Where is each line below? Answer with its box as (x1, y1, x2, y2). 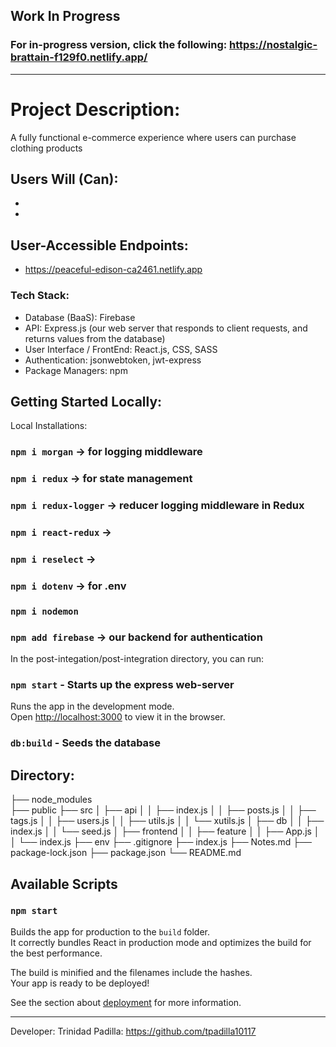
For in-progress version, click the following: (10, 38, 228, 52)
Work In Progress (10, 8, 121, 25)
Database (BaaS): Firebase (24, 311, 136, 323)
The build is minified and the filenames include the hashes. (10, 966, 253, 978)
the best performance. (10, 947, 103, 959)
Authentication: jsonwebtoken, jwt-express (24, 354, 202, 366)
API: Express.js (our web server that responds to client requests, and (24, 322, 308, 334)
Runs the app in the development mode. (10, 700, 175, 713)
